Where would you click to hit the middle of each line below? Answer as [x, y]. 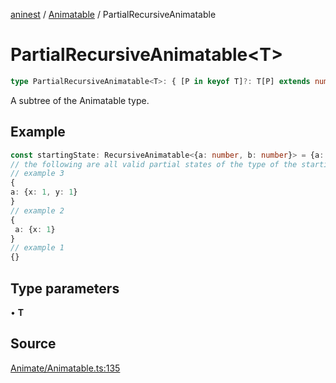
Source [33, 344]
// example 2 [37, 210]
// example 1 [37, 248]
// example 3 [37, 174]
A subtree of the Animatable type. [80, 100]
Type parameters [65, 288]
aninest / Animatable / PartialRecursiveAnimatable [113, 14]
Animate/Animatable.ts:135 [65, 368]
